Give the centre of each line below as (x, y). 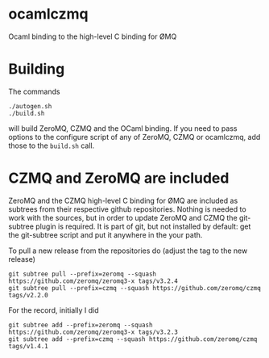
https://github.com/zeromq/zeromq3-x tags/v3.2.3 (93, 332)
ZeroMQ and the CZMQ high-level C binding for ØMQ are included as (123, 200)
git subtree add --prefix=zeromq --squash (81, 325)
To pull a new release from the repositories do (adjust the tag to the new (128, 251)
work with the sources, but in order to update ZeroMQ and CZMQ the (123, 217)
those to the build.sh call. (52, 145)
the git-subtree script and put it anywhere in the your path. (106, 234)
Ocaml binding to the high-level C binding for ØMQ (93, 36)
